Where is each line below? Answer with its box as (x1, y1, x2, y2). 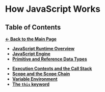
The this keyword (12, 81, 50, 87)
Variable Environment (12, 76, 58, 82)
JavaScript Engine (12, 51, 51, 57)
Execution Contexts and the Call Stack (12, 65, 92, 71)
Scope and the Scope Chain (12, 71, 70, 77)
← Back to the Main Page (5, 36, 57, 42)
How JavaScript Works (5, 3, 101, 15)
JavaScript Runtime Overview (12, 46, 75, 51)
